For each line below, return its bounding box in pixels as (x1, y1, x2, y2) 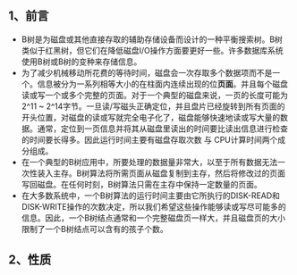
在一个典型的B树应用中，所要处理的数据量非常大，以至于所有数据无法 (21, 156, 278, 167)
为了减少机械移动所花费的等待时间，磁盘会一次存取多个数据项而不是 (21, 67, 273, 78)
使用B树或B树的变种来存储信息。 (21, 56, 142, 67)
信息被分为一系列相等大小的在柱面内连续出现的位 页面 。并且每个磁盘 (37, 79, 288, 89)
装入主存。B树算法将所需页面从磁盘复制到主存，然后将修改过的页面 (37, 168, 285, 179)
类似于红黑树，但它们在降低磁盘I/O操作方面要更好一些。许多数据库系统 (21, 45, 284, 55)
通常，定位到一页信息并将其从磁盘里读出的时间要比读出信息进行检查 (37, 123, 288, 134)
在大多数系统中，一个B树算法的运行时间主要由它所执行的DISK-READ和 (21, 190, 281, 201)
